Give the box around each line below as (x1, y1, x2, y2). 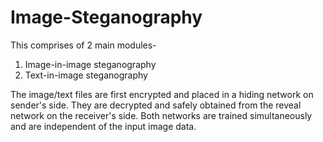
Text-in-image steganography (24, 69, 148, 81)
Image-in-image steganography (24, 58, 157, 70)
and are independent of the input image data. (10, 120, 197, 132)
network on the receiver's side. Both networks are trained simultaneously (10, 109, 313, 121)
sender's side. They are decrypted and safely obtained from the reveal (10, 99, 302, 111)
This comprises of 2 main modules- (10, 39, 157, 51)
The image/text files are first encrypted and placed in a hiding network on (10, 88, 314, 100)
